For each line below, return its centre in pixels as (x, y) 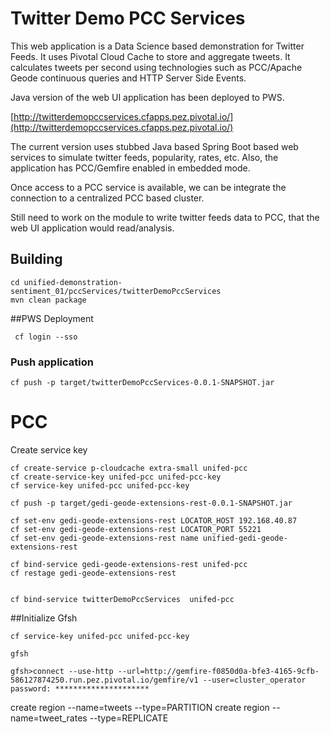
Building (36, 259)
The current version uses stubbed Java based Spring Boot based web (154, 146)
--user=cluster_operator (254, 680)
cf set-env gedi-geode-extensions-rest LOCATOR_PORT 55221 (136, 529)
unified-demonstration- (73, 282)
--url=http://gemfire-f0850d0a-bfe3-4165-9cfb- (218, 671)
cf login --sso (46, 337)
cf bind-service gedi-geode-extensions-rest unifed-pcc (129, 564)
